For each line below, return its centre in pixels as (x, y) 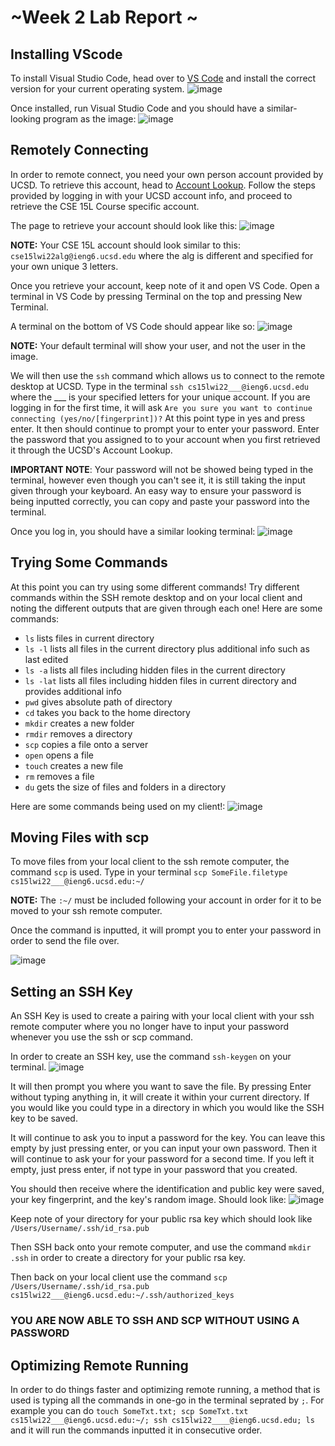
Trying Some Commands (89, 562)
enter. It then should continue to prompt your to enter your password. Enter (165, 428)
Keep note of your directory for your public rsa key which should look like (161, 1219)
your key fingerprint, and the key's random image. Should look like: (148, 1200)
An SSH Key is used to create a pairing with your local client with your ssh (162, 1016)
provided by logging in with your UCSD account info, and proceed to (151, 195)
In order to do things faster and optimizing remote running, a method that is (165, 1389)
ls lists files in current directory (89, 638)
